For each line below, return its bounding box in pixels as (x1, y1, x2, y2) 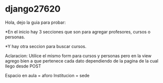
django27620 (5, 3, 61, 15)
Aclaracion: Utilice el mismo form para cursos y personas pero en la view (5, 52, 152, 59)
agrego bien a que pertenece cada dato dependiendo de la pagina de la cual (5, 58, 159, 64)
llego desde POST (5, 63, 41, 69)
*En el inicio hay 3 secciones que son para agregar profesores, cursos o (5, 29, 151, 34)
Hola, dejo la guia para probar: (5, 19, 66, 25)
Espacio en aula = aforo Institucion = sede (5, 72, 90, 78)
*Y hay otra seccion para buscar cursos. (5, 43, 87, 49)
